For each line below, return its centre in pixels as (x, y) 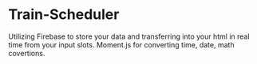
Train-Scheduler (64, 15)
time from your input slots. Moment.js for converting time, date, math (121, 44)
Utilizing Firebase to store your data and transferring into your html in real (129, 36)
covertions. (27, 53)
